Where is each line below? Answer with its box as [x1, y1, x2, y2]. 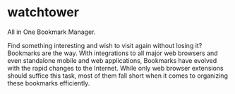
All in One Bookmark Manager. [7, 28, 96, 36]
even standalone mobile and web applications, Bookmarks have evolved [7, 56, 217, 64]
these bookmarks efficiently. [7, 78, 90, 87]
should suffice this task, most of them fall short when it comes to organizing [7, 71, 228, 80]
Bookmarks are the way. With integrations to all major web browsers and [7, 49, 218, 57]
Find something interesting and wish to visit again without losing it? [7, 41, 203, 49]
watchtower [7, 4, 80, 20]
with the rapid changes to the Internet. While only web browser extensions [7, 64, 224, 72]
